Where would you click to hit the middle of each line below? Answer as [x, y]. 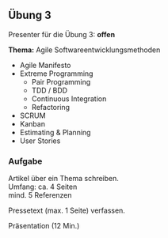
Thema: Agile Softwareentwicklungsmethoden [84, 50]
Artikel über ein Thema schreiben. [63, 179]
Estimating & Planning [55, 132]
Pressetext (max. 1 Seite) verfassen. [67, 210]
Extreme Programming [56, 74]
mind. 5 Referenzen [40, 195]
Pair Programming [61, 81]
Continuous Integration [69, 98]
